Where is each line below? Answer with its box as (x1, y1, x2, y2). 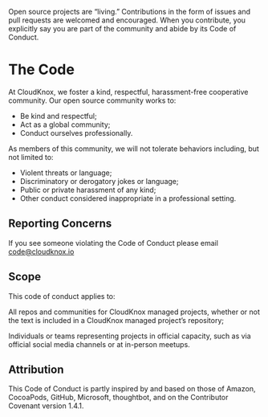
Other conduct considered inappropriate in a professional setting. (19, 193, 237, 203)
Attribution (8, 362, 64, 376)
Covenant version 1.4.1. (8, 401, 84, 411)
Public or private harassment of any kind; (19, 185, 156, 194)
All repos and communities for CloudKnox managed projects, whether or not (8, 307, 261, 317)
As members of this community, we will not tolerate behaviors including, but (8, 144, 259, 153)
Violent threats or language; (19, 168, 112, 178)
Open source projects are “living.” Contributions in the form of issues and (8, 7, 251, 16)
